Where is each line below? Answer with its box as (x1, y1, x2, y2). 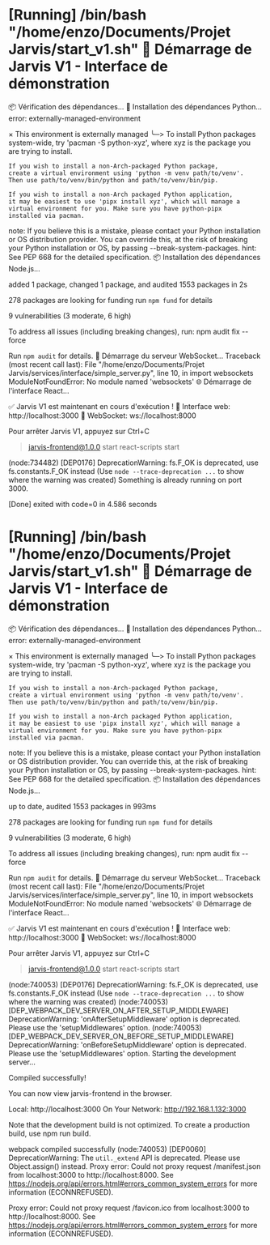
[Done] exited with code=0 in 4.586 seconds (8, 499, 158, 509)
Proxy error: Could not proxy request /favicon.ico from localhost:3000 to (8, 1203, 250, 1213)
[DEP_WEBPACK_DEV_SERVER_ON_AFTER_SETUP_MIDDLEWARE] (8, 1005, 229, 1015)
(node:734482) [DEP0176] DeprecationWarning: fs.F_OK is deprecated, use (8, 458, 259, 467)
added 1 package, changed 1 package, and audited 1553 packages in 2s (8, 279, 248, 289)
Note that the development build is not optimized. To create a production (8, 1119, 251, 1129)
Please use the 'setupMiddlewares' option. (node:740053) (8, 1022, 202, 1032)
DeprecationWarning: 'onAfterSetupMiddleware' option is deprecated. (8, 1014, 241, 1024)
